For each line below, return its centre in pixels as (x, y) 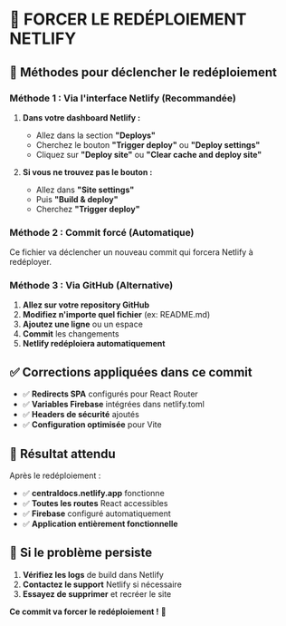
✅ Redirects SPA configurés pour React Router (110, 394)
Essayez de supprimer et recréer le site (97, 593)
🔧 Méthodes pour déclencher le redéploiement (143, 72)
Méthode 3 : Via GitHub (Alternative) (91, 286)
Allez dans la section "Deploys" (96, 135)
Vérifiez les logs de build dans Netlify (93, 574)
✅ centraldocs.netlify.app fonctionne (93, 494)
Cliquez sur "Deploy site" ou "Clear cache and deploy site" (149, 154)
